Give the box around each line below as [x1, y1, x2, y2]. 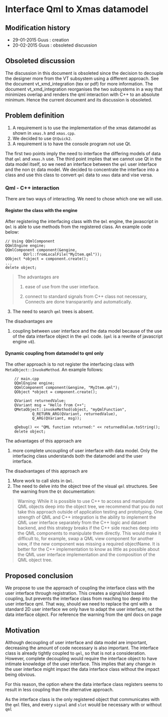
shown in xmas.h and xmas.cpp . [12, 130, 76, 136]
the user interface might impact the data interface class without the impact [5, 666, 159, 672]
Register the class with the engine [5, 207, 78, 213]
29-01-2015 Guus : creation [12, 37, 69, 43]
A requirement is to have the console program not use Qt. [12, 141, 131, 147]
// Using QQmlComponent [5, 239, 55, 244]
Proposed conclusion [5, 571, 73, 580]
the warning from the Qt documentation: [12, 488, 96, 494]
